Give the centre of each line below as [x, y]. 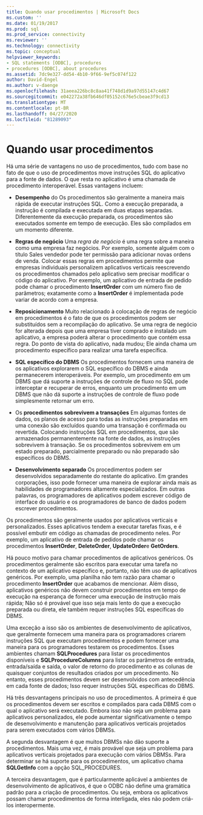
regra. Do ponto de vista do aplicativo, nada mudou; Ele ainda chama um [106, 344]
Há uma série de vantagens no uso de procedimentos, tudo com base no [97, 166]
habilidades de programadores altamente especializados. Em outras [100, 489]
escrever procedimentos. [46, 508]
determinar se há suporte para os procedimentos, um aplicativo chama [95, 761]
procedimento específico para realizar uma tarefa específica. [91, 350]
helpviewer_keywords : [34, 57]
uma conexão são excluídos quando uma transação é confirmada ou [101, 426]
